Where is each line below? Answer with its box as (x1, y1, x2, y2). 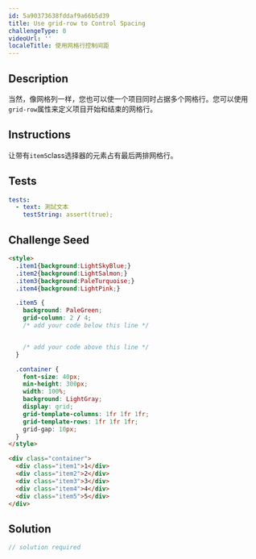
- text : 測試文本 (15, 203, 69, 211)
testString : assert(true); (23, 211, 114, 219)
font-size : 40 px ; (23, 373, 81, 381)
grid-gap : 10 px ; (23, 425, 78, 433)
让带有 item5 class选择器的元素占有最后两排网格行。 (8, 150, 178, 160)
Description (8, 72, 68, 86)
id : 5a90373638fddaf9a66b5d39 (8, 11, 110, 20)
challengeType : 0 (8, 27, 67, 35)
